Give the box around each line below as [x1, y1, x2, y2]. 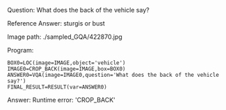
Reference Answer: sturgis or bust [7, 19, 106, 27]
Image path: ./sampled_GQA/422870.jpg [7, 33, 123, 41]
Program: [7, 46, 34, 54]
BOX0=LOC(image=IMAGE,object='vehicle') [7, 59, 127, 66]
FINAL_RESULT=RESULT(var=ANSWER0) [7, 84, 108, 91]
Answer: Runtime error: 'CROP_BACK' [7, 96, 116, 104]
